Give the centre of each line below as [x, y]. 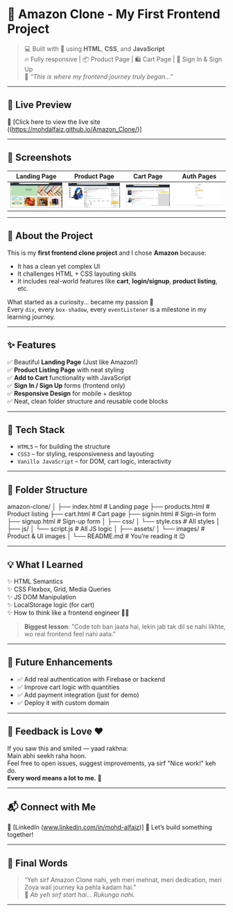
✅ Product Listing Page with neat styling [66, 370]
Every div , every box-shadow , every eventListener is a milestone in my [107, 309]
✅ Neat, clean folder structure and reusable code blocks [88, 401]
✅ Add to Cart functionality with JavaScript [69, 377]
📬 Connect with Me [51, 807]
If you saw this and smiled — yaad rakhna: [68, 748]
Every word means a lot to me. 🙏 [54, 778]
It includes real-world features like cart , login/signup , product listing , [117, 281]
